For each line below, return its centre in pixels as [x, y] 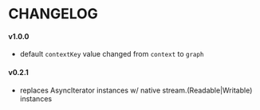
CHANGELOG [53, 14]
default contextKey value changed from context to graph [112, 54]
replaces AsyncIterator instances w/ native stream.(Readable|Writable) [136, 90]
